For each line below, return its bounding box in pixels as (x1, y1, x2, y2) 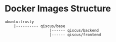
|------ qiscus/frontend (49, 32, 101, 37)
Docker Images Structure (4, 3, 111, 14)
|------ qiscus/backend (49, 28, 99, 33)
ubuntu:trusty (4, 19, 34, 24)
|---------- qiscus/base (13, 23, 65, 29)
